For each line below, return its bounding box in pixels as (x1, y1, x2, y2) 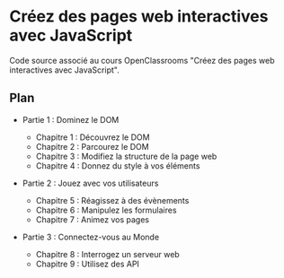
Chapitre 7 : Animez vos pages (35, 213, 150, 225)
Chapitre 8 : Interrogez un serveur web (35, 248, 180, 259)
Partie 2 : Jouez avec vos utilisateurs (22, 178, 159, 188)
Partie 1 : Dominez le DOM (22, 114, 120, 125)
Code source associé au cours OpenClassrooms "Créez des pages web (9, 55, 275, 65)
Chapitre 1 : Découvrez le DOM (35, 132, 150, 143)
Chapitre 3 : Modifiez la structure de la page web (35, 151, 217, 161)
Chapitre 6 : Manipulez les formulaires (35, 204, 177, 215)
